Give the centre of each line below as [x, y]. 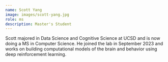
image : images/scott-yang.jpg [37, 15]
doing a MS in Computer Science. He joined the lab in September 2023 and [84, 44]
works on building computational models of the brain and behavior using [81, 49]
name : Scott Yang [24, 10]
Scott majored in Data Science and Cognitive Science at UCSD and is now [83, 38]
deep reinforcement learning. [36, 54]
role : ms [15, 19]
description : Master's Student [38, 24]
